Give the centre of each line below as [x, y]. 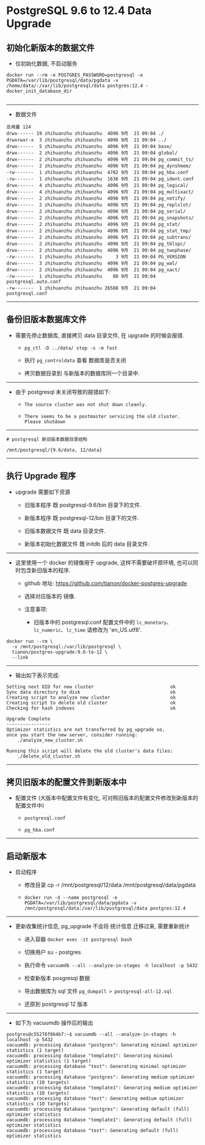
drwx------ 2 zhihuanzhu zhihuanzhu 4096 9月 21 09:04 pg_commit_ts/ [100, 159]
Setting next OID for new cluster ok [91, 687]
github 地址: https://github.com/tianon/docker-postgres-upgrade [106, 583]
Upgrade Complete [28, 719]
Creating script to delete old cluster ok [91, 703]
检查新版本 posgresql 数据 [57, 978]
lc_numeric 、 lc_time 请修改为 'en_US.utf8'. [88, 629]
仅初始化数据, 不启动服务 [46, 64]
